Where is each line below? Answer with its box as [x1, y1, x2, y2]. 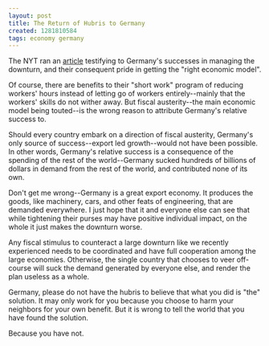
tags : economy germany [8, 34, 84, 43]
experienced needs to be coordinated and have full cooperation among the [8, 246, 257, 256]
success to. [8, 114, 47, 124]
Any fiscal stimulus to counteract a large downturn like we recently [8, 238, 229, 247]
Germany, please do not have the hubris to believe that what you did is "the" [8, 287, 261, 297]
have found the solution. [8, 313, 88, 323]
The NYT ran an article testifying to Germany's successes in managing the [8, 56, 255, 66]
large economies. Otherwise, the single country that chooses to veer [8, 254, 235, 265]
